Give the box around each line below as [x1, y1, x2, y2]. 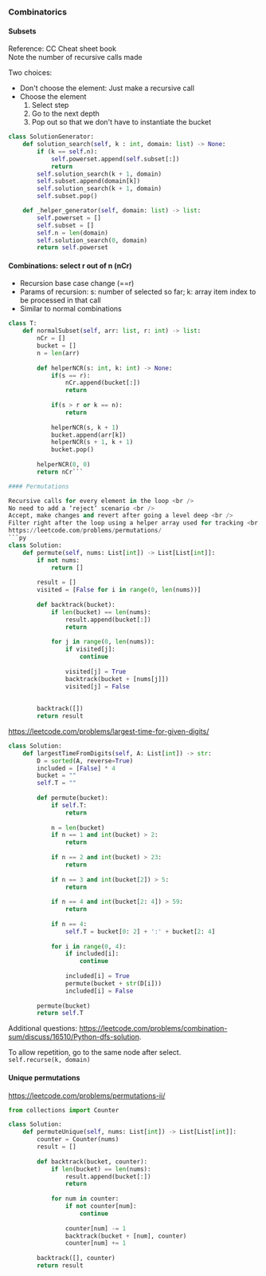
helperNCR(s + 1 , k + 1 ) [50, 438, 134, 446]
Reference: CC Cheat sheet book [8, 44, 117, 53]
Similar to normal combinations [19, 304, 122, 314]
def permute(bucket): [37, 794, 109, 802]
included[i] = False [65, 987, 134, 995]
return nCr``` [37, 468, 84, 476]
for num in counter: [50, 1195, 119, 1203]
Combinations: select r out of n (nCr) [8, 260, 133, 270]
